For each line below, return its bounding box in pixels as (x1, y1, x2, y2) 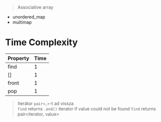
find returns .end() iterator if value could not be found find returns (17, 105, 156, 111)
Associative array (17, 4, 53, 10)
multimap (12, 19, 32, 25)
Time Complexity (5, 37, 78, 48)
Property (7, 54, 29, 61)
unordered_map (12, 14, 45, 19)
